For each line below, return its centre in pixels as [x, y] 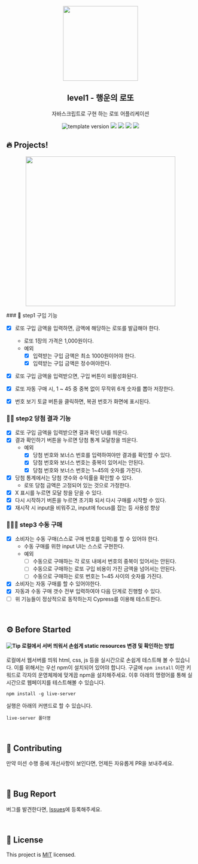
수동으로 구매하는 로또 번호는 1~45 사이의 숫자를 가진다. [98, 576]
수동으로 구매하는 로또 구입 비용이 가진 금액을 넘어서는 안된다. [104, 569]
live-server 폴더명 [28, 719]
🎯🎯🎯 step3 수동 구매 [34, 525]
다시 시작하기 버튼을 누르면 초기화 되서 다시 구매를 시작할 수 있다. [90, 500]
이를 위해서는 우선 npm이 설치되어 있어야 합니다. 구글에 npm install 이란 [100, 668]
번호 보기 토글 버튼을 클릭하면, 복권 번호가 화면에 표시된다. [83, 401]
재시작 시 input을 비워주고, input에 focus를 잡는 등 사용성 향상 [87, 507]
